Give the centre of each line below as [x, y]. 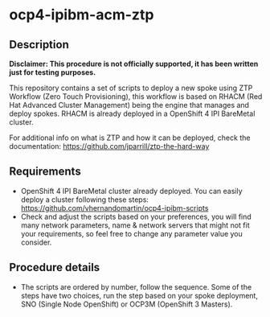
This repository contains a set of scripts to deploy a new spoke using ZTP [131, 88]
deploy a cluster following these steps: [85, 200]
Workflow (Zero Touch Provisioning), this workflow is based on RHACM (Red [136, 97]
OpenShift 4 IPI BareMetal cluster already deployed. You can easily [132, 191]
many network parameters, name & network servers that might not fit [135, 225]
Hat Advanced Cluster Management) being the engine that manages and [129, 105]
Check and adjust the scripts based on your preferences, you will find [136, 216]
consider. [36, 242]
